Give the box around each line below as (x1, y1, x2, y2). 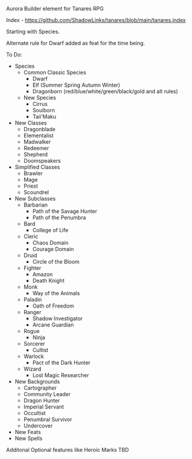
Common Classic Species (23, 69, 87, 76)
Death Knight (32, 277, 65, 284)
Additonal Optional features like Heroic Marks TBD (6, 447, 129, 453)
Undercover (23, 422, 53, 429)
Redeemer (23, 145, 49, 151)
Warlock (23, 353, 44, 360)
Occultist (23, 410, 46, 416)
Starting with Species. (6, 28, 60, 35)
